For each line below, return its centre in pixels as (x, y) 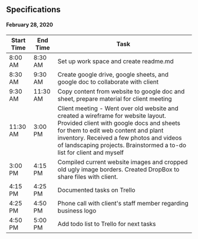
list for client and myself (91, 152)
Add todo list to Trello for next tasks (107, 224)
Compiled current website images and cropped (123, 162)
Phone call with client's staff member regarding (123, 203)
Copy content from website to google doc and (121, 91)
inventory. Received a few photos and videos (120, 138)
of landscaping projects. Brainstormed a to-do (122, 145)
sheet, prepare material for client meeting (115, 98)
